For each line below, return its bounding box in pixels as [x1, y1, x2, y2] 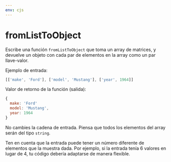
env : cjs [5, 7, 24, 13]
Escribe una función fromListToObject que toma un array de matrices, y [5, 47, 156, 53]
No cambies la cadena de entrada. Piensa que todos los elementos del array [5, 124, 166, 130]
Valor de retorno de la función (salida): [5, 86, 86, 92]
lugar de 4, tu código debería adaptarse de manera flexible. [5, 150, 130, 156]
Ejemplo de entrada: [5, 67, 47, 73]
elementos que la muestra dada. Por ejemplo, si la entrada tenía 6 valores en [5, 145, 166, 151]
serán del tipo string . [5, 130, 51, 136]
